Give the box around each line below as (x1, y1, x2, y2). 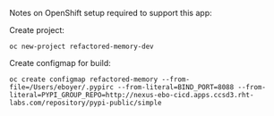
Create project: (9, 25, 65, 35)
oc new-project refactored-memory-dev (9, 42, 154, 51)
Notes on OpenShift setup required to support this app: (9, 8, 212, 18)
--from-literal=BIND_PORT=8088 (117, 83, 235, 92)
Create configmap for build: (9, 58, 112, 68)
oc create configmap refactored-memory (9, 75, 158, 84)
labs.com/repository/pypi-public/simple (9, 98, 163, 107)
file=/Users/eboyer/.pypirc (9, 83, 115, 92)
